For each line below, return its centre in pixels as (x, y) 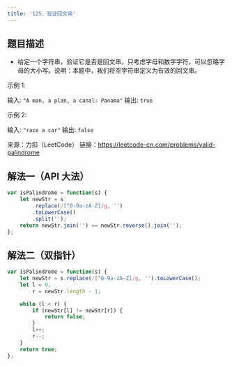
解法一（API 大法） (48, 176)
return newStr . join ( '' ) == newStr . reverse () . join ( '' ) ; (101, 225)
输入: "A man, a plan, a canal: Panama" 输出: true (80, 100)
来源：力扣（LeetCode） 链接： (53, 145)
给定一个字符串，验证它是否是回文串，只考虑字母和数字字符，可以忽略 (118, 62)
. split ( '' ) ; (50, 219)
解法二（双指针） (44, 255)
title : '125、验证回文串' (42, 14)
